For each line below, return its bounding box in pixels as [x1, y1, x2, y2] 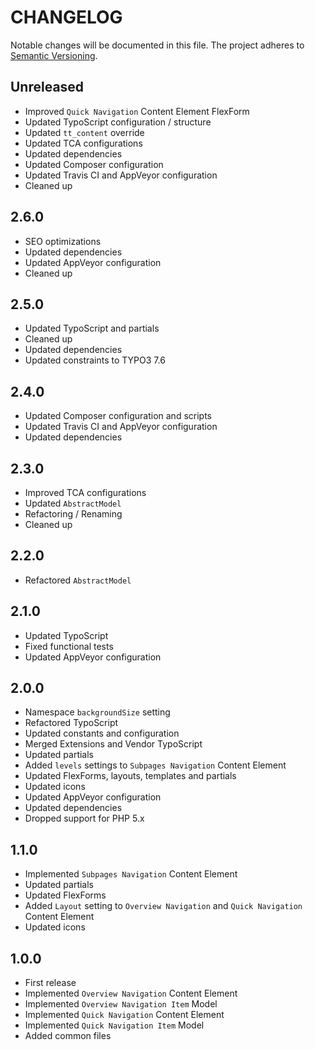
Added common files [24, 1030, 112, 1042]
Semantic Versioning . [10, 49, 98, 61]
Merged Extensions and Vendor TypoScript [24, 738, 203, 750]
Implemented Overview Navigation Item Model [24, 998, 218, 1010]
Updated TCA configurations [24, 137, 143, 149]
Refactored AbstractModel [24, 574, 132, 586]
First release [24, 977, 77, 989]
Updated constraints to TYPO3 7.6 [24, 354, 166, 366]
